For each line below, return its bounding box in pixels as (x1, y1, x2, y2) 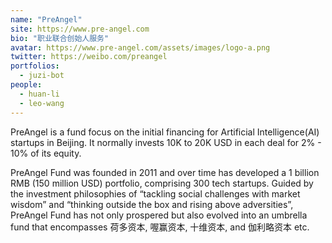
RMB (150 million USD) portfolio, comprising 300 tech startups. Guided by (10, 177, 314, 189)
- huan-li (19, 89, 60, 99)
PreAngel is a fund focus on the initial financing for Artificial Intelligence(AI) (10, 126, 320, 138)
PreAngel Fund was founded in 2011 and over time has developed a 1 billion (10, 166, 320, 178)
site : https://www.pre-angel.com (10, 24, 150, 34)
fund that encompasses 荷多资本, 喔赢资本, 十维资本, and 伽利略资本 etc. (10, 221, 310, 233)
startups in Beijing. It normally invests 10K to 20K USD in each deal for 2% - (10, 136, 322, 148)
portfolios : (10, 61, 60, 71)
